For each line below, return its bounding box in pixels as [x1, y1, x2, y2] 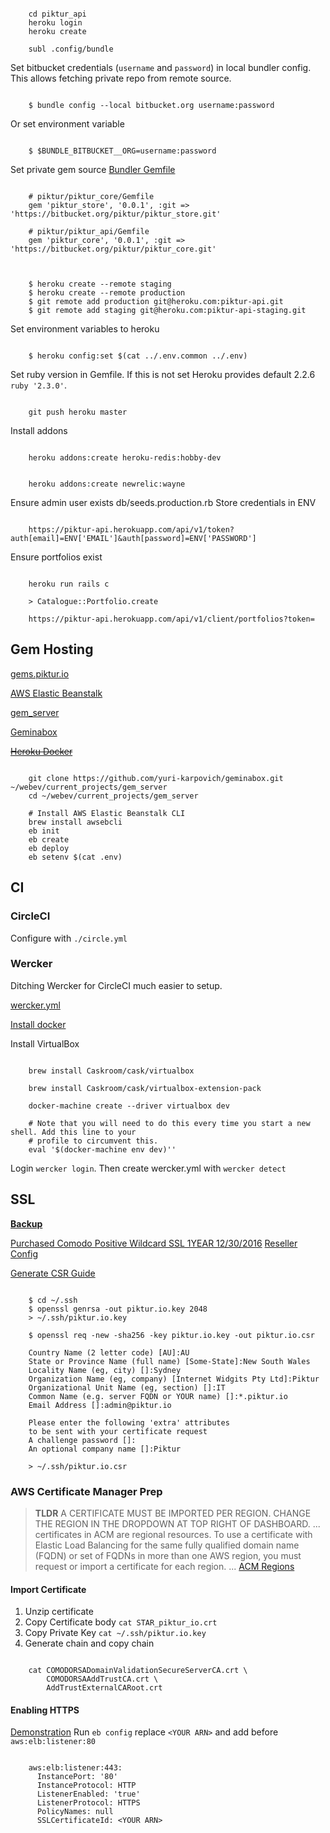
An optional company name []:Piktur [28, 1444, 182, 1454]
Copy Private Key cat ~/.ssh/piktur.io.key [24, 1627, 207, 1639]
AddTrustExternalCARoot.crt [46, 1683, 163, 1693]
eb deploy [28, 843, 70, 853]
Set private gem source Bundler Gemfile [10, 164, 176, 175]
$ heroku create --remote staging [28, 279, 172, 289]
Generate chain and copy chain [24, 1637, 155, 1650]
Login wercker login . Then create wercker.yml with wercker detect [10, 1162, 287, 1174]
